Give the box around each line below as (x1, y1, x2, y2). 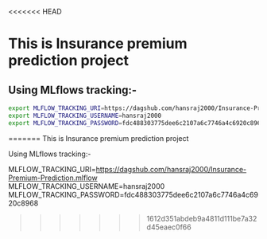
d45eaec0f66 (146, 222, 192, 232)
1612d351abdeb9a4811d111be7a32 (146, 214, 257, 223)
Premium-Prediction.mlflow (8, 173, 98, 182)
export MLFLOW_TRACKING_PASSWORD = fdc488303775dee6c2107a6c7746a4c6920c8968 (8, 119, 265, 127)
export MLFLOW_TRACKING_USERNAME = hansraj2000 (8, 112, 161, 119)
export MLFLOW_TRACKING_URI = (8, 104, 105, 112)
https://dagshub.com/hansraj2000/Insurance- (95, 164, 247, 174)
